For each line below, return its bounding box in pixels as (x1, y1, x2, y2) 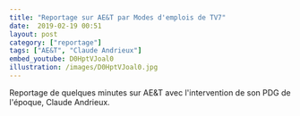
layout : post (9, 29, 58, 38)
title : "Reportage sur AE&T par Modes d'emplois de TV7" (9, 12, 227, 22)
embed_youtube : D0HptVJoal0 (9, 54, 115, 63)
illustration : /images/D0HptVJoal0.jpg (9, 63, 159, 72)
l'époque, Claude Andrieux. (9, 96, 110, 107)
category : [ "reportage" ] (9, 37, 102, 47)
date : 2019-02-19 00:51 (9, 21, 102, 30)
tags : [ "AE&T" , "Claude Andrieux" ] (9, 46, 142, 55)
